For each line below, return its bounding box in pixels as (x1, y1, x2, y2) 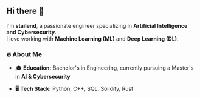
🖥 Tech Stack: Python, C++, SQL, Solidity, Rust (15, 85, 134, 93)
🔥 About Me (6, 50, 43, 58)
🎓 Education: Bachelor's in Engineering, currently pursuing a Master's (15, 64, 194, 71)
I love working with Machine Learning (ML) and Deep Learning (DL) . (6, 34, 179, 42)
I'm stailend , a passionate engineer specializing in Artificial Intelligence (6, 22, 188, 29)
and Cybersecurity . (6, 28, 57, 36)
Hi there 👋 (6, 6, 44, 16)
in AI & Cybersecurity (15, 73, 71, 80)
